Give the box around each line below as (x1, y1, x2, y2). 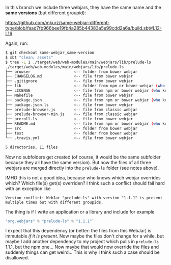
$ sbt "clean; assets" (5, 55, 53, 60)
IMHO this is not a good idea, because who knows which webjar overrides (5, 174, 161, 180)
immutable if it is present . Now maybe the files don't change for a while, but (5, 233, 164, 239)
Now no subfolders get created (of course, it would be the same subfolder (5, 154, 161, 160)
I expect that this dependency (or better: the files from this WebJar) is (5, 228, 152, 234)
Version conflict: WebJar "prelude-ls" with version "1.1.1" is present (5, 195, 163, 200)
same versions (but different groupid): (5, 10, 87, 16)
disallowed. (5, 255, 30, 261)
